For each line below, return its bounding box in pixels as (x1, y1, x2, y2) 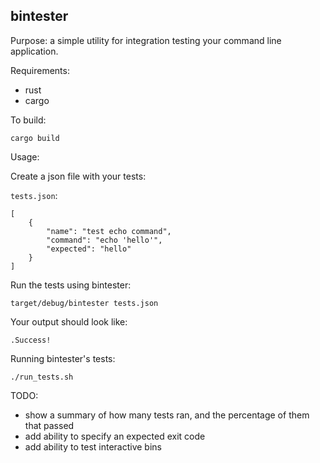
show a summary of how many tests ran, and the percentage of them (24, 409, 310, 421)
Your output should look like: (10, 315, 128, 328)
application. (10, 45, 59, 57)
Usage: (10, 150, 40, 163)
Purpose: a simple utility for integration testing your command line (10, 34, 282, 46)
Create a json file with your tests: (10, 170, 147, 182)
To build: (10, 114, 47, 126)
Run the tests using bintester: (10, 279, 132, 291)
